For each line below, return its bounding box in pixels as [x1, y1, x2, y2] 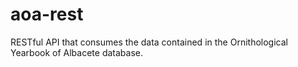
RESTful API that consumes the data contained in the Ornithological [10, 36, 288, 48]
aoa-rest [10, 3, 84, 26]
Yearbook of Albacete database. [10, 46, 143, 58]
